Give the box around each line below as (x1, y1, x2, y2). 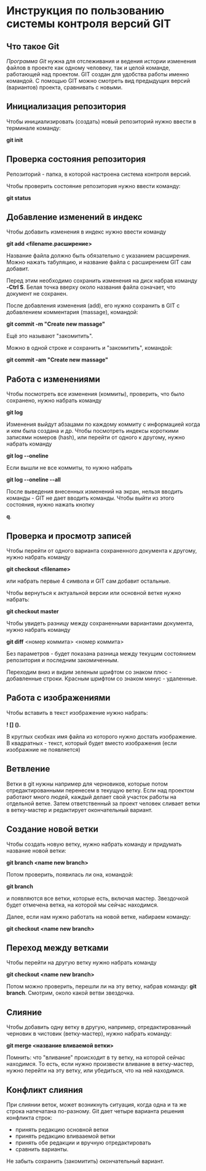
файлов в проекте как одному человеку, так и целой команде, (6, 64, 171, 71)
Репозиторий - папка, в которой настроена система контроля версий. (6, 170, 191, 178)
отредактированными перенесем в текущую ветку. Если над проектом (6, 786, 194, 794)
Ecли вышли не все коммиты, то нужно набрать (6, 464, 133, 471)
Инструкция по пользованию (6, 4, 165, 18)
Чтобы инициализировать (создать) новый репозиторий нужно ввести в (6, 117, 197, 125)
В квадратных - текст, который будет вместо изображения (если (6, 739, 177, 747)
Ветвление (6, 763, 50, 775)
